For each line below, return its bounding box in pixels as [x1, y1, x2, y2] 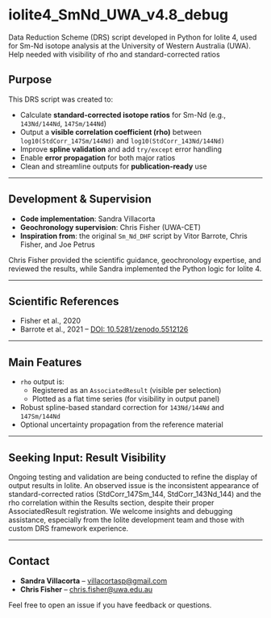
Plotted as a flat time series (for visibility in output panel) [31, 394, 220, 404]
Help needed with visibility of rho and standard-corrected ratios [8, 49, 220, 59]
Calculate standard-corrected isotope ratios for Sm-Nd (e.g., [19, 110, 227, 119]
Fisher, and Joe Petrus [19, 240, 95, 249]
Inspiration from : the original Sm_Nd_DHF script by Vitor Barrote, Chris [19, 231, 248, 240]
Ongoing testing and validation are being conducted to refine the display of [8, 472, 258, 482]
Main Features [8, 355, 82, 369]
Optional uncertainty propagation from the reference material [19, 420, 223, 429]
